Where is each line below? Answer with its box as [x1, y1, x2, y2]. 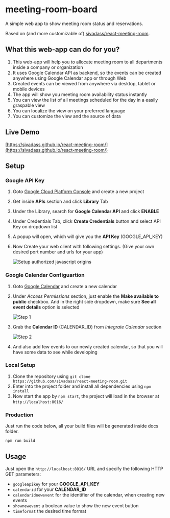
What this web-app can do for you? [5, 45, 120, 54]
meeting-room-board [5, 4, 98, 15]
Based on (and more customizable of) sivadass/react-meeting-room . [5, 30, 150, 36]
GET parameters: [5, 471, 41, 477]
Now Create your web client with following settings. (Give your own [12, 244, 155, 250]
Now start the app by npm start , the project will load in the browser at [12, 393, 160, 399]
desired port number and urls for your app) [12, 249, 103, 255]
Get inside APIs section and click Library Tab [12, 198, 108, 205]
